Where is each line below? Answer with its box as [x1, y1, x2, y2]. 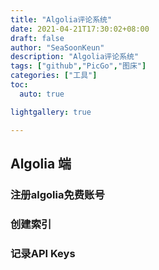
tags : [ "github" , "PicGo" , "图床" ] [10, 61, 147, 71]
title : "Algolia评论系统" [10, 14, 113, 25]
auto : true [19, 89, 65, 99]
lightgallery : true [10, 107, 92, 117]
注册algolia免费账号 [10, 187, 105, 201]
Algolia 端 [10, 155, 72, 172]
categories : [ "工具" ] [10, 71, 98, 81]
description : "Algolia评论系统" [10, 52, 140, 62]
